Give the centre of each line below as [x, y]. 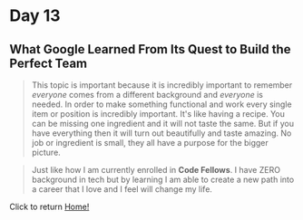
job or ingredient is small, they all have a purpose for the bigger [150, 143]
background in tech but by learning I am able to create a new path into [163, 179]
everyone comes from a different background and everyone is [147, 95]
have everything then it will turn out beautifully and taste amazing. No [161, 133]
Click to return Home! [49, 206]
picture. [46, 152]
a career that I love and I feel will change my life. [122, 189]
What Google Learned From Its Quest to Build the [150, 49]
